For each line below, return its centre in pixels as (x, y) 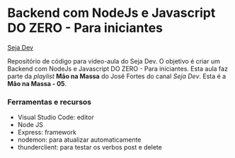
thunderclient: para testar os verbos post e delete (90, 147)
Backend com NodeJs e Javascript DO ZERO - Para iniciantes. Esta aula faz (118, 68)
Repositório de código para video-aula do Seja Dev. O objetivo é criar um (114, 61)
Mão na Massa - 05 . (37, 83)
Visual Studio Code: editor (56, 117)
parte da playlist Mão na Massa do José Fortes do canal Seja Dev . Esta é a (117, 76)
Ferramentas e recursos (50, 102)
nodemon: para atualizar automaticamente (79, 140)
